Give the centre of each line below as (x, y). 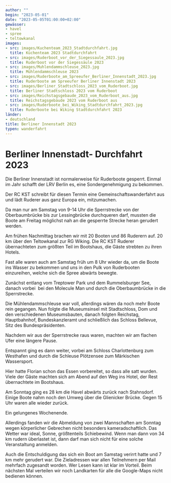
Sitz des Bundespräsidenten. (35, 326)
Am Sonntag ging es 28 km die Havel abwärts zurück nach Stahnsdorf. (80, 392)
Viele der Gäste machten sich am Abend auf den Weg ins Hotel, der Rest (81, 377)
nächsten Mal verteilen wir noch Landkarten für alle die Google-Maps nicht (84, 471)
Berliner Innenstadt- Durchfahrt (74, 154)
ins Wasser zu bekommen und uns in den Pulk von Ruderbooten (73, 268)
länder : (14, 115)
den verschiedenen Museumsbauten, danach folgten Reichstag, (72, 314)
